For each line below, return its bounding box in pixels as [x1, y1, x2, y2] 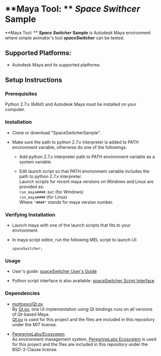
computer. [5, 107, 26, 113]
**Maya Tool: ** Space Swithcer [5, 3, 140, 15]
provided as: [19, 183, 44, 190]
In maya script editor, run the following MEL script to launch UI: [12, 237, 138, 243]
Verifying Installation [5, 211, 56, 218]
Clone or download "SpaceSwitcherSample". [12, 129, 102, 135]
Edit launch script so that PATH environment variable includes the [19, 168, 150, 174]
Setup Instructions [5, 76, 62, 84]
